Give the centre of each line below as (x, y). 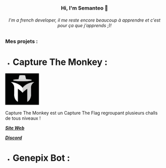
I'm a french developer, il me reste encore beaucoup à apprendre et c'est (85, 20)
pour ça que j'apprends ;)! (85, 25)
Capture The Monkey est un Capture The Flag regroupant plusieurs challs (81, 113)
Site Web (15, 128)
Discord (14, 138)
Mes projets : (22, 41)
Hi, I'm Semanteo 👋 (85, 8)
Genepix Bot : (41, 158)
